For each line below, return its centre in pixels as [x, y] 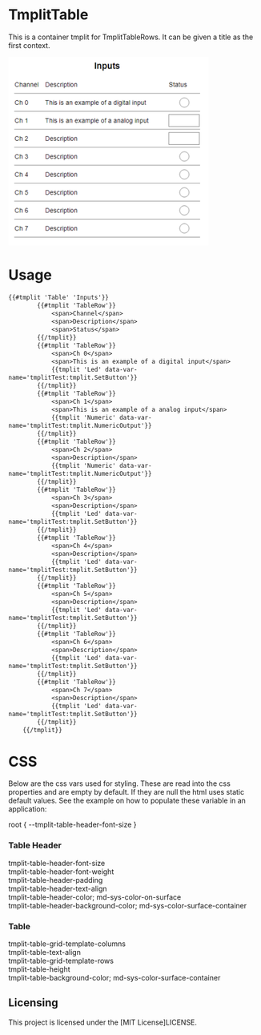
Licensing [33, 1003]
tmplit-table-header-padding [56, 880]
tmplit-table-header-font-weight [61, 872]
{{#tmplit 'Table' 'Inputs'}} [59, 297]
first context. [29, 45]
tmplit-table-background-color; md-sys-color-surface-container [114, 978]
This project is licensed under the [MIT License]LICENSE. [103, 1022]
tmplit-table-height [39, 969]
